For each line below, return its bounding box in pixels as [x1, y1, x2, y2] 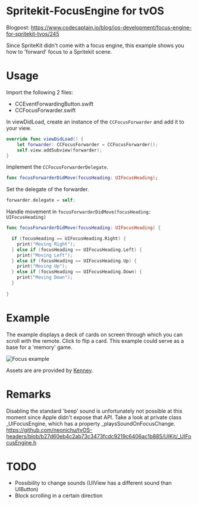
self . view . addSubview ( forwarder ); [17, 147, 102, 153]
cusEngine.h [6, 439, 37, 446]
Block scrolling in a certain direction [14, 492, 103, 499]
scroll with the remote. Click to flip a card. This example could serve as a [6, 337, 184, 344]
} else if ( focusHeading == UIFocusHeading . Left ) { [11, 246, 143, 253]
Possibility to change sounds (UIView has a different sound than [14, 479, 172, 487]
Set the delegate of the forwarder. [6, 186, 89, 193]
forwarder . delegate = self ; [6, 197, 76, 203]
